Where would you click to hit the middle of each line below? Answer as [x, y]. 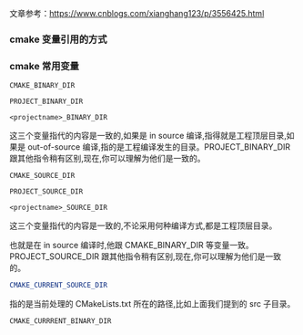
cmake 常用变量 [45, 66]
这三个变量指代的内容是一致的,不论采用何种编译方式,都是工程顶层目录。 [143, 225]
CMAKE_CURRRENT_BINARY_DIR [61, 321]
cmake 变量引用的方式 [58, 39]
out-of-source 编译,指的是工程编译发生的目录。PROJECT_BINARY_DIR [159, 147]
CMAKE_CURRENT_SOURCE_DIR [58, 286]
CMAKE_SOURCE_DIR [42, 176]
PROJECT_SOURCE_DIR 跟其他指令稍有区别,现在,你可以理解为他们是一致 [146, 256]
